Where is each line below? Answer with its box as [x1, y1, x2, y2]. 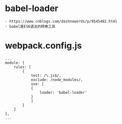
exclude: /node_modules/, [30, 77, 83, 82]
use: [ [30, 81, 44, 86]
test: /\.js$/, [30, 73, 62, 78]
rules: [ [14, 64, 31, 69]
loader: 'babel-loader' [39, 90, 88, 95]
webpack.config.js [5, 40, 82, 51]
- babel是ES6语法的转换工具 [5, 24, 55, 29]
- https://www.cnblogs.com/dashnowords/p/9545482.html [5, 19, 118, 24]
